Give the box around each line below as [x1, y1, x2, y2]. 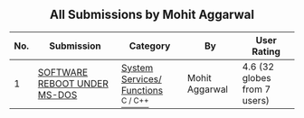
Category [128, 40, 171, 52]
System [120, 61, 154, 74]
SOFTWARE [37, 66, 89, 78]
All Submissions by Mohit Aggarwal [49, 7, 255, 23]
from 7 [242, 83, 271, 95]
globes [242, 71, 271, 84]
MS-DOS [37, 88, 78, 101]
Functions [120, 84, 164, 96]
